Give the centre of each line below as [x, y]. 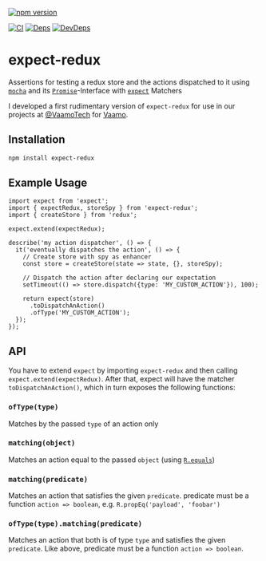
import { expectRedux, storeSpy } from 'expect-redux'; [103, 208]
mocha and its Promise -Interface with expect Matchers [95, 90]
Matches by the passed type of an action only [83, 424]
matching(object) [42, 443]
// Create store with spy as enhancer [87, 257]
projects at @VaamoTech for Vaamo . [68, 114]
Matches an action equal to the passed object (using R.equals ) [112, 460]
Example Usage [48, 183]
